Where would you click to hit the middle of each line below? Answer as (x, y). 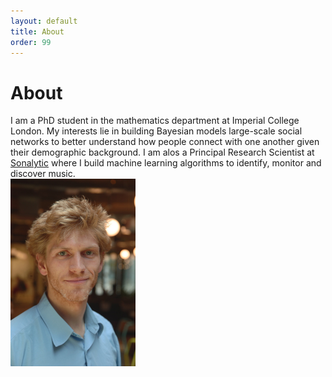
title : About (37, 31)
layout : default (44, 21)
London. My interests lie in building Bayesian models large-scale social (156, 131)
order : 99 (31, 42)
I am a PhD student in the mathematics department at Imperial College (155, 121)
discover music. (43, 174)
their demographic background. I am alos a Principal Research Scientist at (162, 152)
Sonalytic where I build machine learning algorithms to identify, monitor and (166, 163)
